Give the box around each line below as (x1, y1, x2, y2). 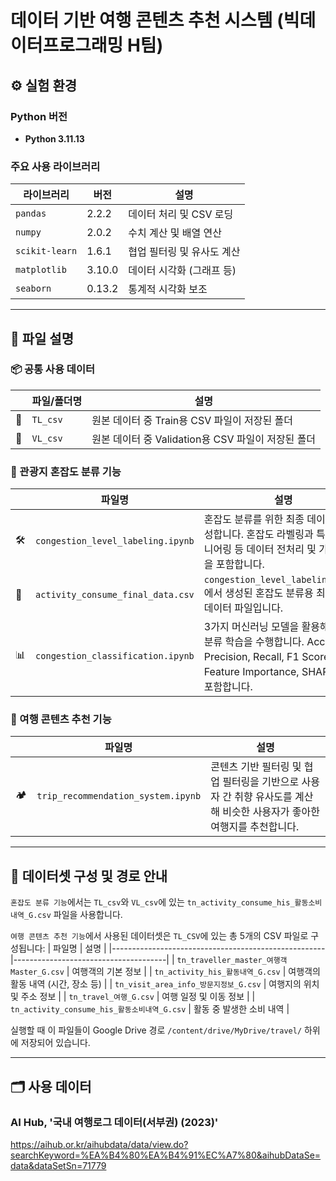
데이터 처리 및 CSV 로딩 (128, 207, 234, 221)
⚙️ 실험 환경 (10, 77, 78, 94)
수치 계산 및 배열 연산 (128, 226, 222, 240)
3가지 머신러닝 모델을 (203, 620, 300, 634)
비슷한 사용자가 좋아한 (222, 805, 320, 819)
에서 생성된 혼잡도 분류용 (203, 586, 314, 600)
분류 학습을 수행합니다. (203, 635, 305, 649)
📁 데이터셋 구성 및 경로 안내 (10, 867, 168, 885)
